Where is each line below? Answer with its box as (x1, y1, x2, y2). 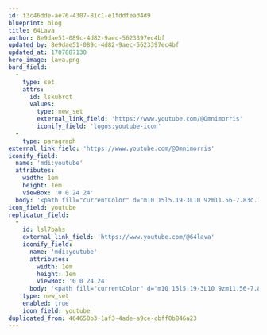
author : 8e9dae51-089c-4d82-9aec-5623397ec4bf (8, 33, 165, 42)
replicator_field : (8, 211, 69, 219)
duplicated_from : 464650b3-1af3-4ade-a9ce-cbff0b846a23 (8, 314, 197, 322)
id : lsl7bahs (22, 225, 66, 234)
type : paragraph (22, 137, 77, 145)
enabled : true (22, 299, 69, 307)
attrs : (22, 85, 44, 94)
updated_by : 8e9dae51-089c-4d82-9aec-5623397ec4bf (8, 41, 180, 49)
